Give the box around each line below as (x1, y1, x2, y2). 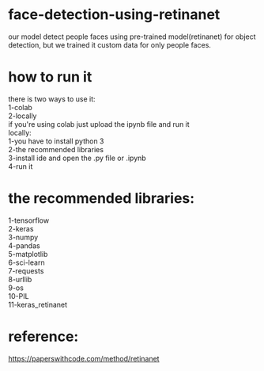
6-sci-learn (8, 258, 45, 267)
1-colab (8, 102, 33, 112)
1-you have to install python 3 (8, 136, 104, 146)
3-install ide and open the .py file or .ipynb (8, 153, 146, 163)
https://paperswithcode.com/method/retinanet (8, 354, 160, 363)
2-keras (8, 224, 34, 233)
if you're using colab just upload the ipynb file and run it (8, 119, 190, 128)
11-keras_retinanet (8, 300, 68, 309)
